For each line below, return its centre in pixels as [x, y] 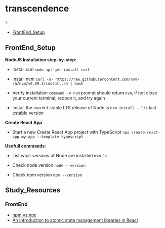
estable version [28, 113]
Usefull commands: [26, 146]
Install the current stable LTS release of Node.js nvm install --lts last [84, 107]
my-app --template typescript [52, 137]
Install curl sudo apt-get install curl [51, 69]
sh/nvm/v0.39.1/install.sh [40, 84]
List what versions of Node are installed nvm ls [60, 155]
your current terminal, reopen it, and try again [59, 98]
